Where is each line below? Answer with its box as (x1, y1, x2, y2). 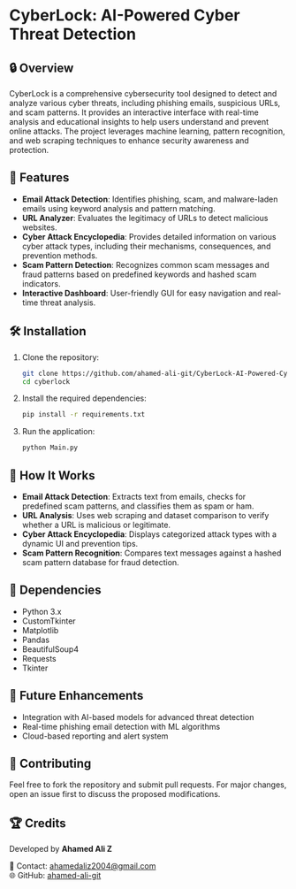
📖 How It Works (9, 468, 95, 483)
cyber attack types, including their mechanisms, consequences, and (21, 241, 271, 251)
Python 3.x (21, 606, 62, 617)
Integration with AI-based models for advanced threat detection (21, 711, 254, 722)
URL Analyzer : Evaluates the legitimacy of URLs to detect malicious (21, 212, 269, 223)
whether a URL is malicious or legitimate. (21, 519, 171, 530)
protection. (9, 145, 49, 155)
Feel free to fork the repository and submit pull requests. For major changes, (9, 779, 287, 790)
